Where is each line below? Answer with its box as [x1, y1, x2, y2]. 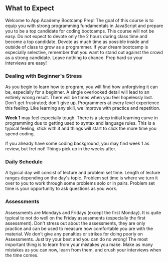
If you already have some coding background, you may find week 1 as [5, 140, 149, 147]
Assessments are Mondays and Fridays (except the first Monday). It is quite [5, 209, 161, 215]
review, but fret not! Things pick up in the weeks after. [5, 146, 116, 152]
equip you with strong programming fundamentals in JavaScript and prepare [5, 23, 163, 29]
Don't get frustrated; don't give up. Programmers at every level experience [5, 100, 159, 106]
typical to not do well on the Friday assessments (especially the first [5, 215, 146, 221]
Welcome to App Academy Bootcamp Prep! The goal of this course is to [5, 17, 154, 23]
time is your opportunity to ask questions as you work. [5, 185, 118, 192]
